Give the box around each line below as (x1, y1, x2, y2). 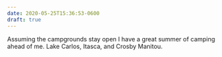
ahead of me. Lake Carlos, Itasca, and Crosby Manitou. (7, 42, 163, 50)
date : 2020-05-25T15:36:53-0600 (7, 9, 100, 17)
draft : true (7, 16, 41, 23)
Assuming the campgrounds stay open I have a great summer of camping (7, 35, 215, 43)
